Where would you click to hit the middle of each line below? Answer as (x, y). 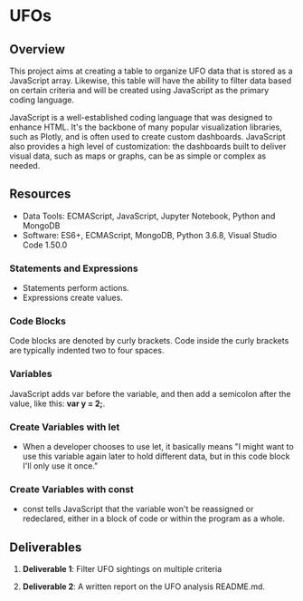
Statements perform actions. (76, 288)
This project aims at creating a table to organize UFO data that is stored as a (151, 71)
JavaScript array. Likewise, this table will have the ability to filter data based (151, 81)
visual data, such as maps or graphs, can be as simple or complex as (138, 156)
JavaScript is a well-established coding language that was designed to (141, 117)
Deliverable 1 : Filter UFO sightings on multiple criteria (122, 569)
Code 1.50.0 (45, 245)
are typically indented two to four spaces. (87, 351)
